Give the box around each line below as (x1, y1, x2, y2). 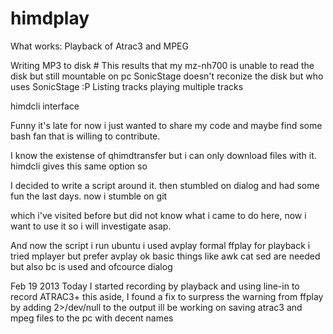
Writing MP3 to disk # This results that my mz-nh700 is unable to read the (10, 59, 315, 71)
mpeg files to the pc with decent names (10, 312, 174, 324)
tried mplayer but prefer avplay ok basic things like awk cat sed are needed (10, 250, 321, 262)
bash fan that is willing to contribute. (10, 130, 161, 142)
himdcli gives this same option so (10, 160, 148, 172)
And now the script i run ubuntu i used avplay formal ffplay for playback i (10, 239, 311, 251)
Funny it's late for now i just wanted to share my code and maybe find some (10, 119, 323, 131)
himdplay (10, 7, 90, 30)
